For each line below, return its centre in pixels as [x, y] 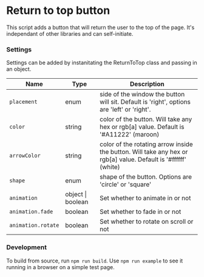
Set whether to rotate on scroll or [146, 222]
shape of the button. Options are [146, 177]
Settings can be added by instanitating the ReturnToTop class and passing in [102, 63]
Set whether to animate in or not [145, 198]
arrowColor [25, 156]
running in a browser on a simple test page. [61, 267]
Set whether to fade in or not [140, 212]
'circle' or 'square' [125, 184]
